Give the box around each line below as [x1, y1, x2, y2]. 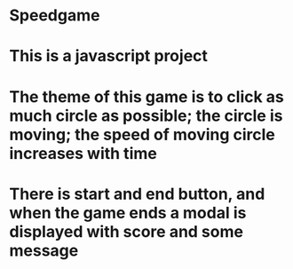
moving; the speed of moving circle [9, 124, 275, 145]
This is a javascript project [9, 46, 209, 67]
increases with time [9, 143, 157, 163]
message [9, 241, 79, 260]
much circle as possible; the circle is [9, 106, 283, 125]
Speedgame [9, 5, 100, 26]
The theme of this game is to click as [9, 86, 284, 107]
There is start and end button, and [9, 184, 265, 204]
